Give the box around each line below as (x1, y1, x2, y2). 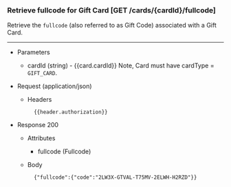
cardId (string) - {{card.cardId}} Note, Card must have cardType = (27, 61, 214, 70)
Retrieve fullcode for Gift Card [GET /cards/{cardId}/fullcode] (7, 5, 217, 15)
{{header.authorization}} (33, 109, 108, 115)
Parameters (16, 48, 50, 56)
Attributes (27, 134, 56, 142)
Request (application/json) (16, 82, 92, 91)
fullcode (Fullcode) (37, 147, 91, 156)
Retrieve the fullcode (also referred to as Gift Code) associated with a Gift (7, 21, 217, 30)
